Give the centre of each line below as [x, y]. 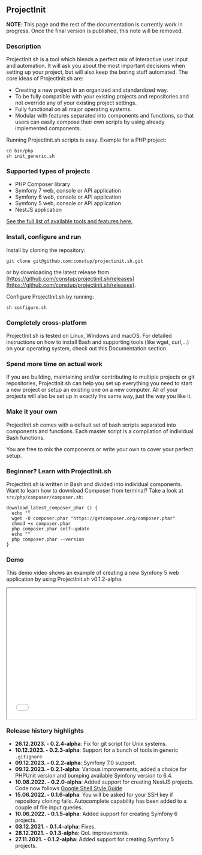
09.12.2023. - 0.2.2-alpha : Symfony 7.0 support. [76, 763]
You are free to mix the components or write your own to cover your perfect [100, 449]
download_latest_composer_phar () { [52, 508]
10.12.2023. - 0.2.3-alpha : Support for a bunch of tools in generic [97, 750]
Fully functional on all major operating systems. [73, 109]
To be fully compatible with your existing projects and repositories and [102, 97]
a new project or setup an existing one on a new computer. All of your [92, 390]
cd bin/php [20, 151]
